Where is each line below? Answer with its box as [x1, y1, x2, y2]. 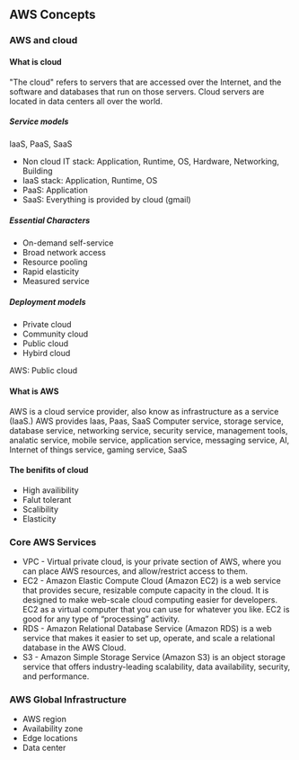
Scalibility [22, 504, 59, 514]
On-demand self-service [22, 237, 114, 248]
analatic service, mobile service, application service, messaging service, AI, [9, 434, 290, 445]
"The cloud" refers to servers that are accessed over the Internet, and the [9, 76, 282, 87]
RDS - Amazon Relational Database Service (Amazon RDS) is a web [22, 623, 272, 634]
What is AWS [9, 386, 59, 397]
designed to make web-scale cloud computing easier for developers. [22, 595, 278, 605]
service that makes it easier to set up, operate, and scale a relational [22, 633, 276, 644]
